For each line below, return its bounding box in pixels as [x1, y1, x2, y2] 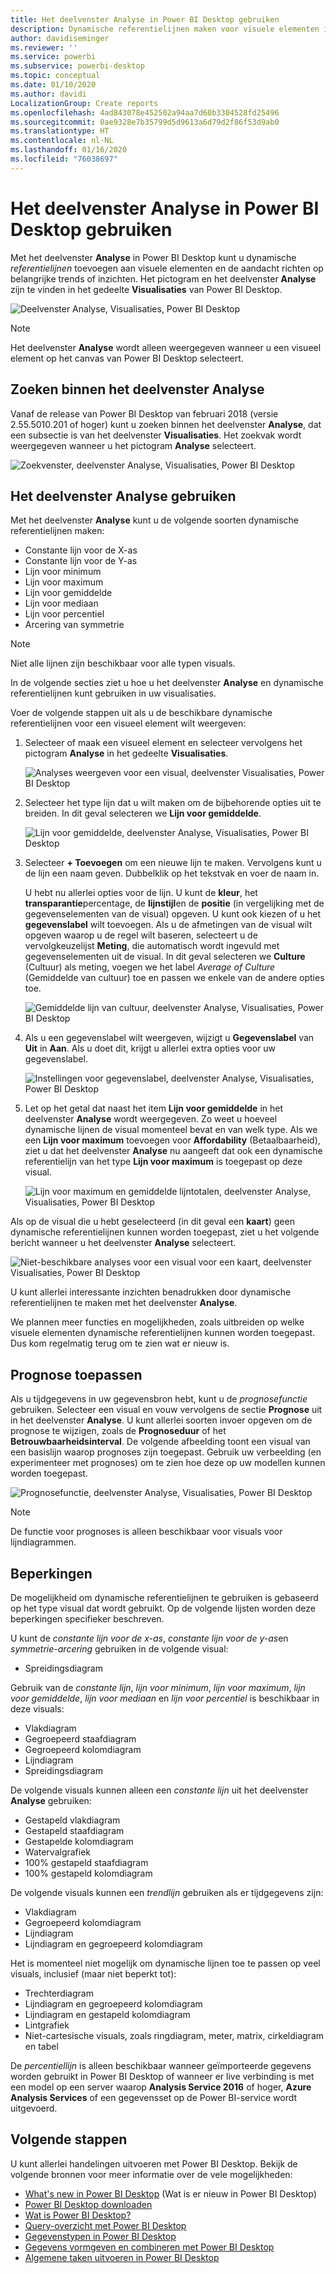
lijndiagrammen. [10, 1536, 77, 1548]
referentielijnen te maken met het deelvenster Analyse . [10, 1297, 238, 1309]
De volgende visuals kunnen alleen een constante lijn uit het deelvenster [10, 1784, 309, 1796]
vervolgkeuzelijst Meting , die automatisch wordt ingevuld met [24, 940, 280, 952]
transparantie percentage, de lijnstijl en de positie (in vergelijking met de [24, 897, 325, 910]
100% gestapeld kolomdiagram [24, 1867, 153, 1879]
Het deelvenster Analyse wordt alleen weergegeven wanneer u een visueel [10, 341, 322, 353]
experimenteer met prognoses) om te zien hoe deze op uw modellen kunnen [10, 1457, 326, 1469]
